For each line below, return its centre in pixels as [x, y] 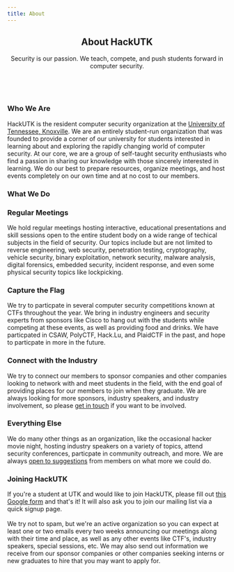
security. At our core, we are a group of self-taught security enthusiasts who [117, 153]
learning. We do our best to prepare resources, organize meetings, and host [116, 168]
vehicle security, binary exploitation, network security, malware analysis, [111, 257]
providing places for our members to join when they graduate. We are [107, 391]
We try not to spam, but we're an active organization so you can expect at [113, 524]
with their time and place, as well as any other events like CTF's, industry [112, 539]
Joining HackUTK [38, 479]
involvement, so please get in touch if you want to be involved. [97, 405]
